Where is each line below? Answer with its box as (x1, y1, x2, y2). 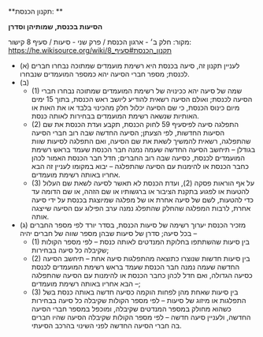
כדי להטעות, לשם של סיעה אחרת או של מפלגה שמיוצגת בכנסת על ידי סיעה (31, 195, 254, 204)
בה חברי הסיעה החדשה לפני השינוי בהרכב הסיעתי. (31, 321, 183, 330)
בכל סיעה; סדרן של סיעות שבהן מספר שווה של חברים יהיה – (19, 229, 198, 238)
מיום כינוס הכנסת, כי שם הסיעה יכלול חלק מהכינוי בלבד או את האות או (31, 103, 240, 112)
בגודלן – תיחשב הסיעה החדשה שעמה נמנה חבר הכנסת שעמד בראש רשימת (31, 145, 256, 154)
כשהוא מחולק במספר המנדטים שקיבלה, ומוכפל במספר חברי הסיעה (31, 304, 232, 313)
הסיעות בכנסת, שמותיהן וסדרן (8, 22, 103, 31)
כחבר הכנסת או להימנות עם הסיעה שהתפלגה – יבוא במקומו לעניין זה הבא (31, 162, 250, 170)
